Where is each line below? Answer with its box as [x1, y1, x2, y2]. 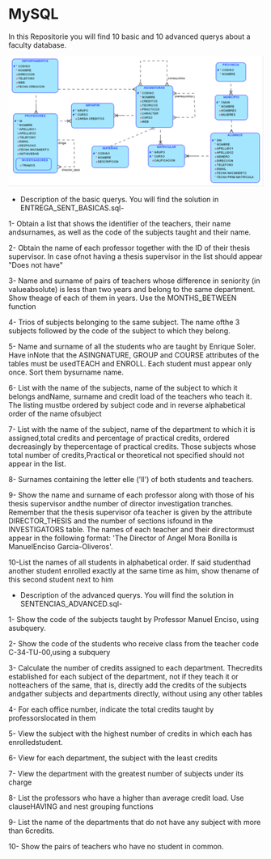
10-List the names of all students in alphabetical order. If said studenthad [8, 557, 251, 567]
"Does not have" [8, 260, 63, 269]
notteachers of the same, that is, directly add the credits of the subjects [8, 680, 247, 690]
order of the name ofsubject [8, 408, 102, 418]
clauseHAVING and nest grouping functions [8, 802, 154, 811]
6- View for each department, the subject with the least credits [8, 753, 218, 763]
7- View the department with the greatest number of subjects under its [8, 768, 244, 778]
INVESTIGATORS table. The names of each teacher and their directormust [8, 524, 255, 534]
